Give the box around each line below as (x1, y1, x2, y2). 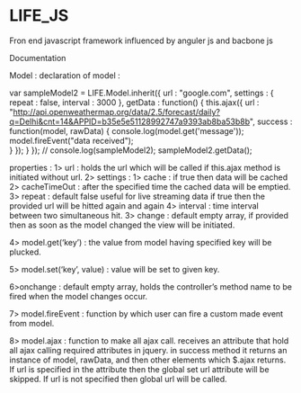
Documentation (9, 52, 66, 63)
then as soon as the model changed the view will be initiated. (9, 219, 235, 230)
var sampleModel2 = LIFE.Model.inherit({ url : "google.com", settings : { (9, 87, 274, 98)
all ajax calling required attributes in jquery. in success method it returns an (9, 344, 288, 355)
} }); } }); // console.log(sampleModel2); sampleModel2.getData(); (9, 145, 253, 156)
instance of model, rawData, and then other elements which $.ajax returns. (9, 354, 287, 365)
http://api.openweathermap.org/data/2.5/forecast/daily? (13, 106, 220, 117)
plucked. (9, 246, 42, 257)
